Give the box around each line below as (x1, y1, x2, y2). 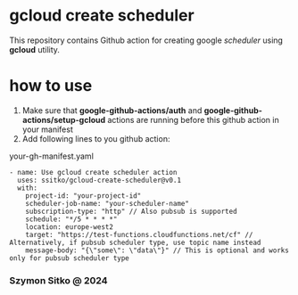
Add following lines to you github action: (21, 133, 170, 143)
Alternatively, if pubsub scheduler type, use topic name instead (9, 238, 261, 247)
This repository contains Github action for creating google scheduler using (9, 35, 284, 45)
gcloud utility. (9, 44, 61, 54)
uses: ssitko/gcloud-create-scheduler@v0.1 (17, 176, 181, 184)
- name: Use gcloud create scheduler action (9, 168, 178, 176)
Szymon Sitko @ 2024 (9, 274, 109, 286)
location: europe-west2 (25, 222, 114, 232)
